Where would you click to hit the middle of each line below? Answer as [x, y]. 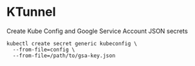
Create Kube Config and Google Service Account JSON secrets [97, 31]
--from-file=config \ [44, 49]
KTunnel [31, 12]
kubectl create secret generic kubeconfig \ [72, 43]
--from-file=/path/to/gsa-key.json [64, 56]
